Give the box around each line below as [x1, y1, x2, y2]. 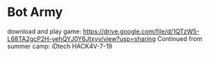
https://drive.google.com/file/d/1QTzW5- [82, 27, 200, 35]
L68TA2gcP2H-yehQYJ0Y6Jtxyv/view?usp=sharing [7, 34, 156, 42]
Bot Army [7, 4, 63, 20]
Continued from [157, 34, 203, 42]
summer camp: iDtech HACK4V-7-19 [7, 42, 113, 50]
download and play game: [7, 27, 82, 35]
